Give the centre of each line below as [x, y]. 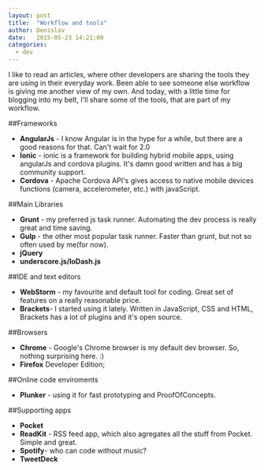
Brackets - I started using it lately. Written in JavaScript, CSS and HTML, [136, 309]
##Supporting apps [40, 410]
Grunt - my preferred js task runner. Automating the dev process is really [138, 219]
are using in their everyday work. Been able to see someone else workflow [129, 83]
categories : [28, 45]
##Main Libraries [36, 204]
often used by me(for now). [64, 244]
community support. [52, 172]
